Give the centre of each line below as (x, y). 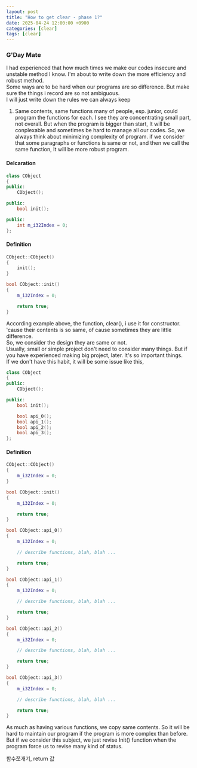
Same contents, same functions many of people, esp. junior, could (96, 111)
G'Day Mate (24, 55)
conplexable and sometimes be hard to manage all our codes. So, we (100, 130)
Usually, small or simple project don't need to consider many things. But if (97, 349)
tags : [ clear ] (24, 34)
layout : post (22, 12)
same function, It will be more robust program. (72, 150)
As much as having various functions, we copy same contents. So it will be (98, 727)
